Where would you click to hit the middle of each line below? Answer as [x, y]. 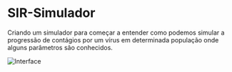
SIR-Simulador [51, 13]
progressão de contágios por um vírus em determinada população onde [113, 40]
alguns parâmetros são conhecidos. [60, 47]
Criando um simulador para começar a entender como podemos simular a [116, 32]
